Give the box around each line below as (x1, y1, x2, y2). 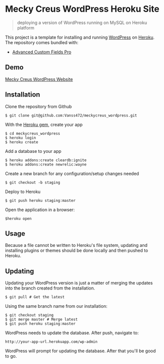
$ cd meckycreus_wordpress (5, 131, 60, 136)
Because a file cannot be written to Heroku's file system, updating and (5, 243, 148, 248)
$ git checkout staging (5, 313, 54, 318)
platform (17, 24, 34, 30)
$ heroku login (5, 135, 36, 140)
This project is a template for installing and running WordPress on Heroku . (5, 34, 155, 40)
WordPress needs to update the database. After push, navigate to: (5, 330, 139, 336)
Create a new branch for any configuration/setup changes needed (5, 170, 139, 176)
